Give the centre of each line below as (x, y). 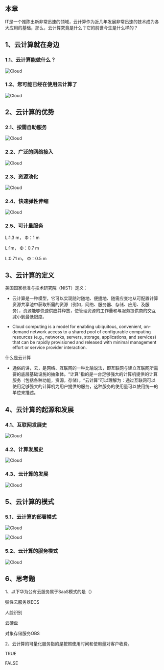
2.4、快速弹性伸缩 (27, 201)
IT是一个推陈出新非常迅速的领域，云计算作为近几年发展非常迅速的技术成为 (80, 22)
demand (21, 332)
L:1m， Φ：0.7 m (22, 248)
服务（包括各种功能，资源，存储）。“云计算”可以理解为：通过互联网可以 (84, 380)
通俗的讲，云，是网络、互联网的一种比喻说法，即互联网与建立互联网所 (83, 368)
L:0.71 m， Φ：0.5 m (26, 258)
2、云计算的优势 (30, 112)
